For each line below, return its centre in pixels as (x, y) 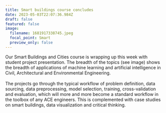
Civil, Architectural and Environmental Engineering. (58, 73)
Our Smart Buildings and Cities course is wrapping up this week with (76, 57)
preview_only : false (31, 43)
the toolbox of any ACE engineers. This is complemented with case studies (83, 99)
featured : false (22, 24)
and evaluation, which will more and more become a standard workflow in (82, 94)
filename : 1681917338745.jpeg (41, 33)
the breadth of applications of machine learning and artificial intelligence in (83, 67)
